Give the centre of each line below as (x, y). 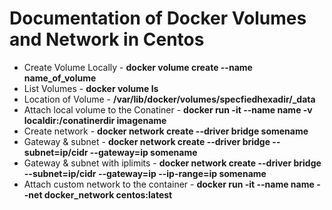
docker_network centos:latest (108, 194)
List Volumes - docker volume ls (91, 88)
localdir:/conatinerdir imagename (95, 120)
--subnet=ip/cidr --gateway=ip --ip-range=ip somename (145, 173)
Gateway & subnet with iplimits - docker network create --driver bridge (172, 163)
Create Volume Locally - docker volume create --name (138, 67)
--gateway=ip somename (143, 152)
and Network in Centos (107, 39)
